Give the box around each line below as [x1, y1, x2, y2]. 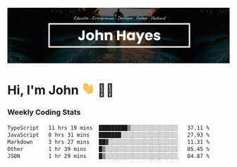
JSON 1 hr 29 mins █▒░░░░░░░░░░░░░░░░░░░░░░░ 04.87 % [7, 152, 210, 159]
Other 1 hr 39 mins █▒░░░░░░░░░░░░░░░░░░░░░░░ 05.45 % [7, 145, 210, 152]
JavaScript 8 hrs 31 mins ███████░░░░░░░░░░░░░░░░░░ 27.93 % [7, 131, 210, 138]
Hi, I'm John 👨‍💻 [7, 82, 114, 99]
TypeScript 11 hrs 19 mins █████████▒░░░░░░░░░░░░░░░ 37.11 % [7, 124, 210, 131]
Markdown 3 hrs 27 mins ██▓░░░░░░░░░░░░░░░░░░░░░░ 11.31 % [7, 138, 210, 145]
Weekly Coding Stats [7, 107, 81, 117]
